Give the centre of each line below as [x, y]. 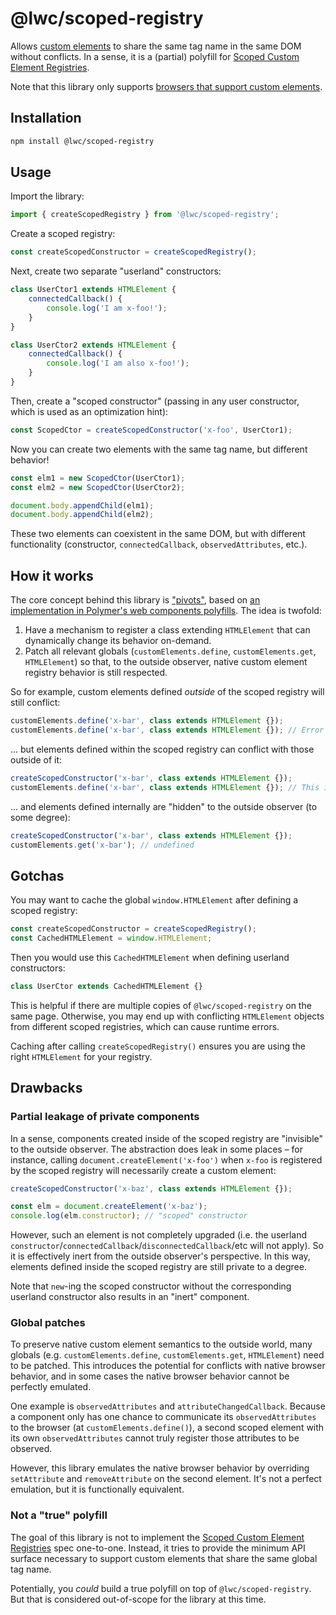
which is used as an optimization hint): [89, 411]
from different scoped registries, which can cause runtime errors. [145, 1026]
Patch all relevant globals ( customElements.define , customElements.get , [170, 651]
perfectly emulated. [51, 1387]
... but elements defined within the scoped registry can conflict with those [162, 749]
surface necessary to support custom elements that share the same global [164, 1558]
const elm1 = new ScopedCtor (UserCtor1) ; [98, 478]
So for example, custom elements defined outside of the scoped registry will [167, 692]
